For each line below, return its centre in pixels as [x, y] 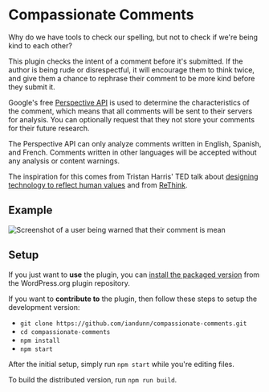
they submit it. [32, 87]
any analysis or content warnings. [64, 161]
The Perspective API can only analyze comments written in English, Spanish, [135, 143]
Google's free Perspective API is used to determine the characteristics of [129, 102]
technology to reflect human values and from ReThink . [98, 185]
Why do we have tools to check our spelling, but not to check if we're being [133, 37]
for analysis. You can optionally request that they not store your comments [132, 119]
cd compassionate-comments [65, 332]
